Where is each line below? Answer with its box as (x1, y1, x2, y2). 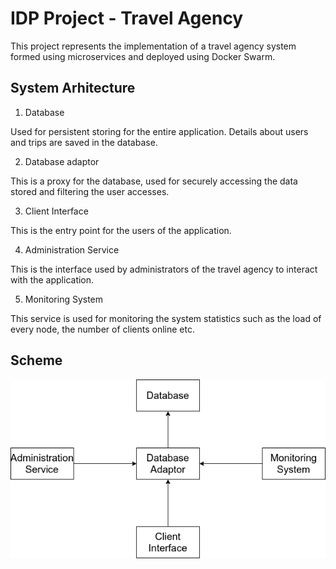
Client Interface (24, 205, 89, 217)
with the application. (10, 273, 95, 286)
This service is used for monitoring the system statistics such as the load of (10, 312, 322, 324)
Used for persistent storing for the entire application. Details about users (10, 125, 309, 137)
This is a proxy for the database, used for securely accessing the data (10, 175, 298, 187)
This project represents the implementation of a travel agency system (10, 40, 297, 52)
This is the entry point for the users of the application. (10, 224, 232, 236)
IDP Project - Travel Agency (10, 7, 244, 30)
